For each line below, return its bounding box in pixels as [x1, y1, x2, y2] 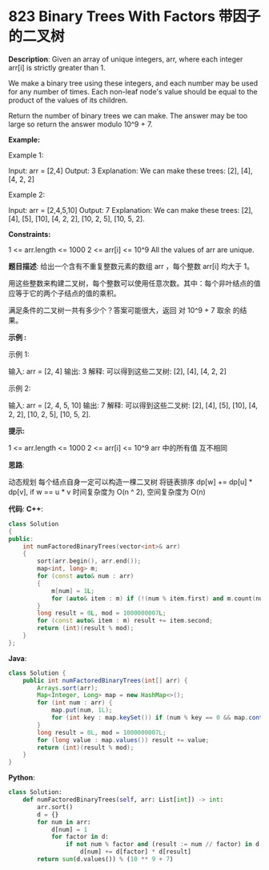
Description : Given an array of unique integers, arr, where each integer [8, 54, 243, 64]
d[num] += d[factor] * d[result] [79, 848, 192, 856]
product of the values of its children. [8, 95, 128, 105]
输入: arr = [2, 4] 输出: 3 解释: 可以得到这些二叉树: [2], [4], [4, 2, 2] [8, 366, 227, 376]
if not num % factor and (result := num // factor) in [65, 840, 252, 848]
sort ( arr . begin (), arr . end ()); [37, 557, 142, 565]
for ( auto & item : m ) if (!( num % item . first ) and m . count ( [50, 594, 256, 603]
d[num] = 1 [50, 825, 88, 833]
